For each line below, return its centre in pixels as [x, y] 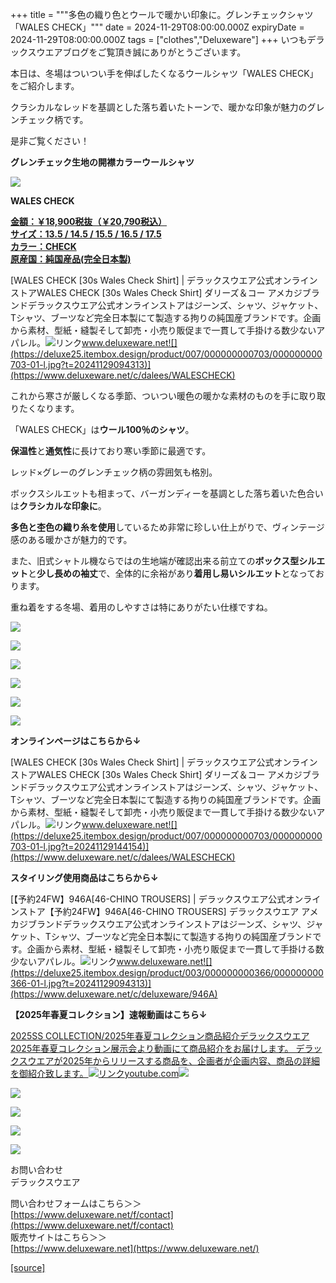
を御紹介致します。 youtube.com [95, 1073]
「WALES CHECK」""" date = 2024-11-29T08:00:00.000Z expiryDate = [157, 27]
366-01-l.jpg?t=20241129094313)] [81, 983]
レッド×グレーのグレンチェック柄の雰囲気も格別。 [114, 472]
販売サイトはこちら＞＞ [58, 1237]
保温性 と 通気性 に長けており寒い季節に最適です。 [111, 451]
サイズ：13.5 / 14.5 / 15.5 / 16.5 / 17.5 [86, 234]
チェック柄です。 [53, 119]
